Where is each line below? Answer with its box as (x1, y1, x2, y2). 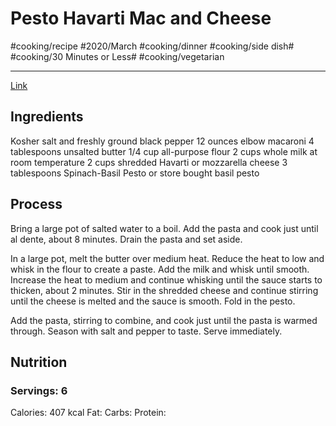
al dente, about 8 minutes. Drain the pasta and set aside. (10, 233, 243, 245)
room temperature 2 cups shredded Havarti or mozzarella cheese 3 (10, 156, 288, 168)
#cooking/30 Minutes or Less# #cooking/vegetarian (10, 50, 225, 62)
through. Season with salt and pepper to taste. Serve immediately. (10, 325, 283, 337)
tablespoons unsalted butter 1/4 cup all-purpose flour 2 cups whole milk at (10, 145, 318, 157)
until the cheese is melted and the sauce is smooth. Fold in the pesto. (10, 295, 296, 307)
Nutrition (10, 353, 68, 371)
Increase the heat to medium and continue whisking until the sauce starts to (10, 273, 323, 286)
